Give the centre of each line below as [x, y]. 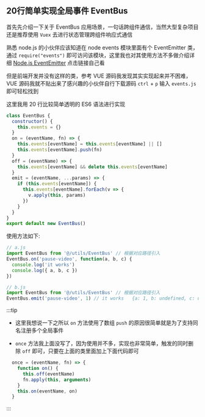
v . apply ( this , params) [57, 195]
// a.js [16, 248]
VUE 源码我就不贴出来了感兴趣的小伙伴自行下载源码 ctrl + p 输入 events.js [101, 83]
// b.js [16, 287]
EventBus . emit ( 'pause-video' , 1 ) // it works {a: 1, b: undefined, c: [101, 298]
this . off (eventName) [49, 374]
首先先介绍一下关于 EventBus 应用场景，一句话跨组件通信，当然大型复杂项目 [103, 27]
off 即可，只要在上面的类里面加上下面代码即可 [81, 351]
